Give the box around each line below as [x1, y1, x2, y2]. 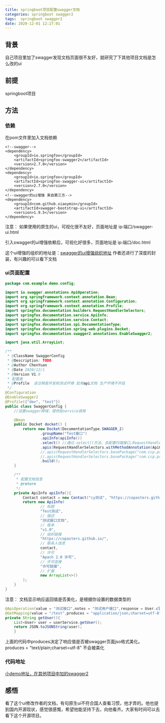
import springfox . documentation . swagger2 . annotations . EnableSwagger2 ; [5, 331, 153, 336]
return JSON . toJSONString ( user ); [14, 624, 82, 629]
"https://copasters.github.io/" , [40, 536, 109, 542]
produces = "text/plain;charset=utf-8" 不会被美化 [5, 645, 105, 651]
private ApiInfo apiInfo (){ [14, 490, 71, 496]
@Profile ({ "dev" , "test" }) [5, 399, 60, 404]
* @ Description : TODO [7, 358, 52, 363]
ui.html [5, 229, 19, 235]
